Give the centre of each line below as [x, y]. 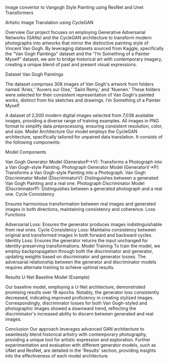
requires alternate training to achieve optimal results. [60, 267]
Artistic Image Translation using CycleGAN [49, 22]
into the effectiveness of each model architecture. [57, 356]
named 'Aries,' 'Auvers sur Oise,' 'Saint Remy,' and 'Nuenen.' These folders [83, 89]
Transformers [19, 13]
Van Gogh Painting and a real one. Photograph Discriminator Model [75, 183]
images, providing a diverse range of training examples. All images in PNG [82, 121]
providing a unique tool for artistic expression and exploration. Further [78, 340]
